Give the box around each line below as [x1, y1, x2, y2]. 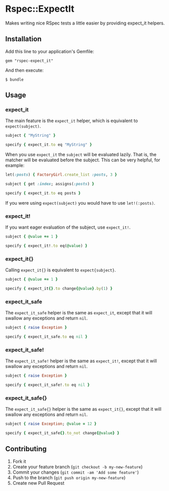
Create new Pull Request [12, 480, 65, 486]
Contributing [5, 445, 47, 453]
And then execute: [5, 67, 44, 73]
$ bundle [5, 77, 24, 82]
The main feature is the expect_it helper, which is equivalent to [5, 118, 138, 124]
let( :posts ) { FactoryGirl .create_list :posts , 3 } [5, 172, 117, 178]
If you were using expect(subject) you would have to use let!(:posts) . [5, 200, 155, 206]
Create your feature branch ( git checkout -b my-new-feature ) [12, 463, 143, 470]
